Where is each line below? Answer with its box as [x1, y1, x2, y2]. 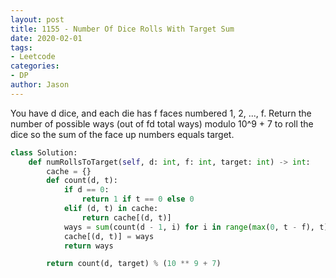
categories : [10, 61, 60, 71]
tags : [10, 42, 33, 53]
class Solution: [10, 147, 78, 158]
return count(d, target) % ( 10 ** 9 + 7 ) [46, 259, 222, 269]
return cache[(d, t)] [81, 212, 172, 223]
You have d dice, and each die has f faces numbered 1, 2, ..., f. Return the [10, 107, 312, 119]
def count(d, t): [46, 176, 118, 186]
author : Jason [10, 80, 70, 90]
